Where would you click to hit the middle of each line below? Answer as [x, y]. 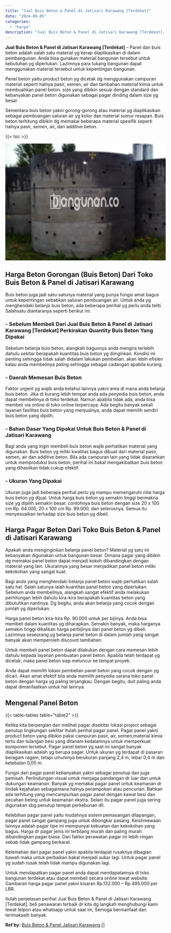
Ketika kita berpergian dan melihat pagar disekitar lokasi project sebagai [81, 725]
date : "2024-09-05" [26, 16]
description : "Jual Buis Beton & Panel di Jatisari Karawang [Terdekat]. [85, 32]
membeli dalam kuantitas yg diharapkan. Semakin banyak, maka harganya [83, 624]
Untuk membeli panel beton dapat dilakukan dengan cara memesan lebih [82, 650]
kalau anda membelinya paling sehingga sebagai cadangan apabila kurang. [84, 364]
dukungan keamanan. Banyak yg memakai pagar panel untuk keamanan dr [83, 784]
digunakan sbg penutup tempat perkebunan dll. [55, 805]
